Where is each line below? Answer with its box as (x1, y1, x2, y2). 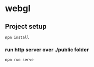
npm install (5, 35, 29, 40)
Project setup (5, 22, 47, 31)
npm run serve (5, 57, 34, 62)
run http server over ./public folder (5, 46, 89, 53)
